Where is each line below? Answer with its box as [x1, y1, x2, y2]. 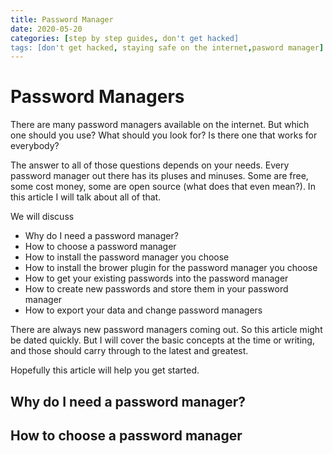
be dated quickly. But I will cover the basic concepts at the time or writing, [10, 334, 315, 346]
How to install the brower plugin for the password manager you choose [24, 262, 318, 274]
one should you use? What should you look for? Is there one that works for [10, 129, 318, 141]
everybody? [10, 140, 60, 152]
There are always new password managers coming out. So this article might [10, 324, 323, 336]
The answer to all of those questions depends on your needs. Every [10, 159, 290, 171]
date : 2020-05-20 [10, 24, 83, 34]
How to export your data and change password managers [24, 304, 263, 316]
